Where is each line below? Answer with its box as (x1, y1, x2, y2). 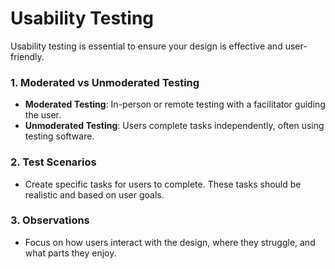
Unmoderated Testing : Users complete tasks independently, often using (24, 120, 325, 132)
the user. (24, 109, 62, 121)
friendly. (10, 50, 45, 62)
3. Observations (10, 213, 90, 227)
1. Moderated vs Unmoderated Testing (10, 75, 200, 89)
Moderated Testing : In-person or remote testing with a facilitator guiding (24, 98, 326, 111)
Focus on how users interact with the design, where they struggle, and (24, 236, 316, 248)
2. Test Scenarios (10, 155, 97, 169)
